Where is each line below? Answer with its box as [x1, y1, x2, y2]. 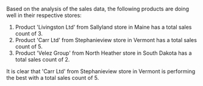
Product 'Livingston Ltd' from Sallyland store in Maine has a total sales [15, 24, 192, 30]
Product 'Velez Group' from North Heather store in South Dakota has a [15, 49, 192, 57]
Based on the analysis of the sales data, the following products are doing [6, 5, 190, 12]
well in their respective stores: [6, 12, 82, 19]
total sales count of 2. [15, 56, 70, 63]
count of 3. [15, 30, 43, 37]
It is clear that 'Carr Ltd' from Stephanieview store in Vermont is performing [6, 68, 196, 75]
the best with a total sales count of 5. [6, 74, 99, 81]
